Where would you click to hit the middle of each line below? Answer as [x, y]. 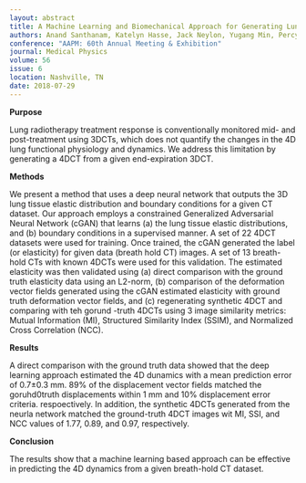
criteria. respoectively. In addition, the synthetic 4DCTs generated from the [150, 404]
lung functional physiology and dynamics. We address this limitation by [143, 149]
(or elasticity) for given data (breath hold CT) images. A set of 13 [130, 252]
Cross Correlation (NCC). [56, 330]
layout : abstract [42, 18]
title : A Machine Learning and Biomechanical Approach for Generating [146, 26]
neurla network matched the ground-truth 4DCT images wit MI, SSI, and [145, 414]
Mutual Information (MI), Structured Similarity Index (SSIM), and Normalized [152, 320]
